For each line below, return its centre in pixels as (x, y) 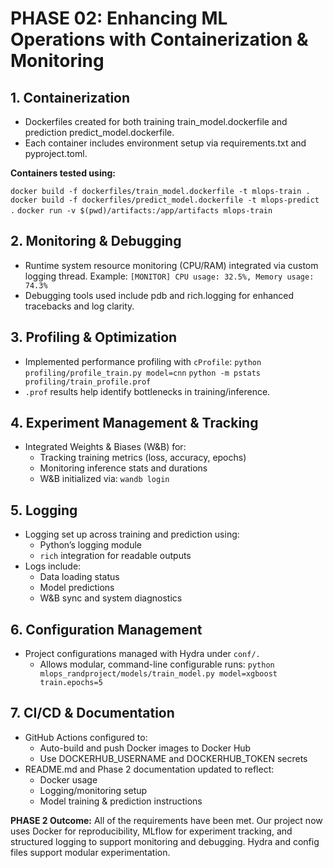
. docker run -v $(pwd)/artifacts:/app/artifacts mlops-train (141, 211)
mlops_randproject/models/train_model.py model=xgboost (158, 674)
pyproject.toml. (56, 153)
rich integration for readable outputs (115, 556)
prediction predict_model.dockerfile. (99, 132)
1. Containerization (70, 97)
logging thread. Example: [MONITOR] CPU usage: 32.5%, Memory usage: (169, 276)
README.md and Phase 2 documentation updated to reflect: (149, 769)
